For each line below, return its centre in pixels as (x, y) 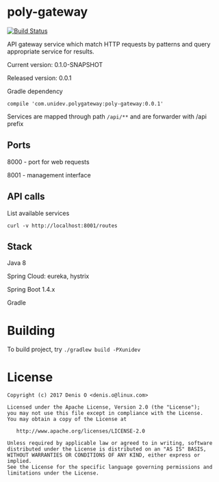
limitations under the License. (53, 473)
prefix (15, 123)
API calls (26, 197)
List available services (38, 213)
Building (31, 330)
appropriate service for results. (51, 51)
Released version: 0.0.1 (39, 78)
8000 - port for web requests (49, 162)
